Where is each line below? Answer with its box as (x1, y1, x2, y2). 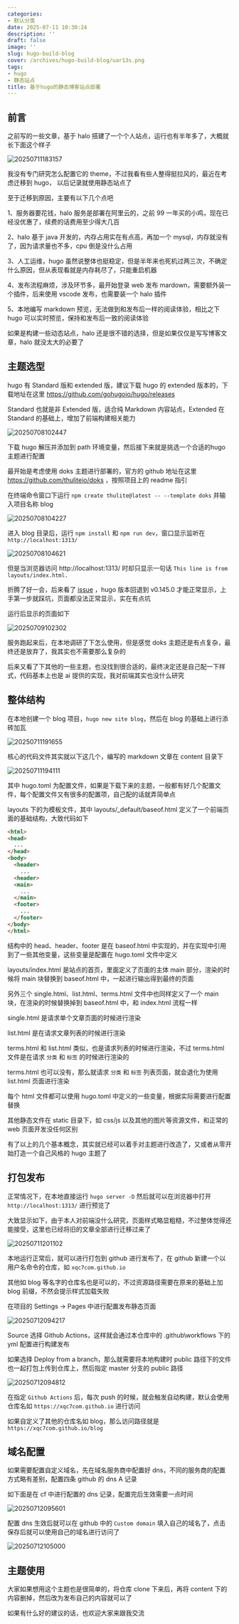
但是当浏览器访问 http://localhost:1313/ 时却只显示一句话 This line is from (7, 563, 228, 572)
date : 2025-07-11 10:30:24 (7, 24, 87, 31)
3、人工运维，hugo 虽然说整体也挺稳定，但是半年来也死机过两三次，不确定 (7, 257, 228, 266)
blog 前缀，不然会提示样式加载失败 (7, 1286, 110, 1295)
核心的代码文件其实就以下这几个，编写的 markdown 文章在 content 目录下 (7, 752, 224, 761)
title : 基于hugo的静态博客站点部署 (7, 83, 101, 90)
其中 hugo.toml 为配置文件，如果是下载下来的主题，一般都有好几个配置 (7, 781, 215, 789)
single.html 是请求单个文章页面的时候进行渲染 (7, 1013, 141, 1022)
